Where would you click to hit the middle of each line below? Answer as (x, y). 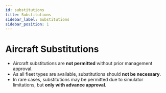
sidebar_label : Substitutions (38, 19)
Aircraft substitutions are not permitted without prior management (82, 64)
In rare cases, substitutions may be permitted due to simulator (78, 80)
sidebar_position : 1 (27, 24)
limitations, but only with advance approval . (59, 85)
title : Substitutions (28, 15)
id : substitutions (25, 10)
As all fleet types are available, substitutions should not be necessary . (87, 74)
